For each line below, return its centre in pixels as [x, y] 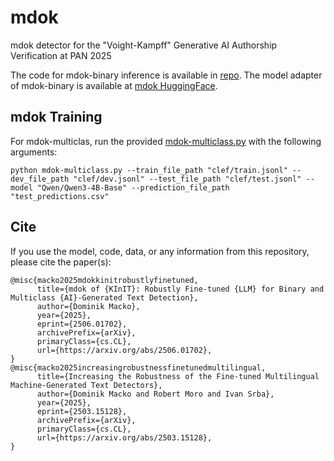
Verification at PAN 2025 [61, 55]
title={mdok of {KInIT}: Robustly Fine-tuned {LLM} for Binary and [180, 289]
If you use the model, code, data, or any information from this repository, [160, 251]
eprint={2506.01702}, [82, 324]
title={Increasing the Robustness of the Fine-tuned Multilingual [178, 376]
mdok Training [56, 117]
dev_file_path [40, 179]
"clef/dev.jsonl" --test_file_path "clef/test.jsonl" [187, 179]
